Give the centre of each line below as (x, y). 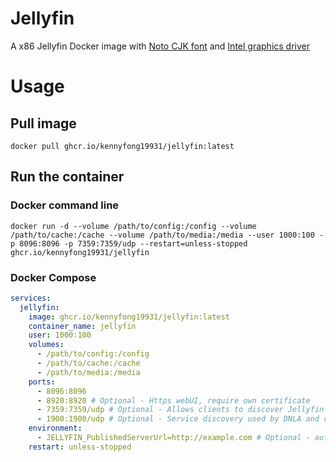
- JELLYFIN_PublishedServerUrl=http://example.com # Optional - (173, 438)
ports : (42, 382)
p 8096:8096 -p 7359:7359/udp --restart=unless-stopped (129, 243)
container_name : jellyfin (82, 326)
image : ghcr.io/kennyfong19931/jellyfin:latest (129, 317)
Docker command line (65, 205)
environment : (55, 428)
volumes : (46, 345)
